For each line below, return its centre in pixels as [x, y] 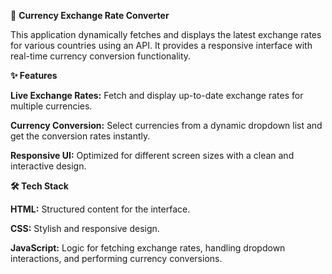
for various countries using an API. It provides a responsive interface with [161, 45]
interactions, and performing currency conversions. [116, 258]
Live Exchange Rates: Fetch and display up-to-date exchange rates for [157, 95]
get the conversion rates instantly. [80, 136]
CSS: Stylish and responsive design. [85, 228]
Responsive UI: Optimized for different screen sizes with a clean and [152, 155]
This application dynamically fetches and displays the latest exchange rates [166, 34]
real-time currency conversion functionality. [101, 56]
